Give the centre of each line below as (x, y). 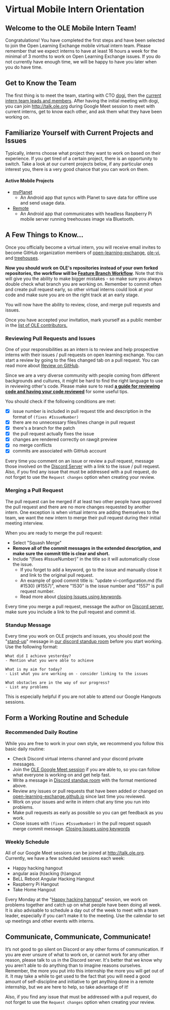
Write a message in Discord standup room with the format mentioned (84, 780)
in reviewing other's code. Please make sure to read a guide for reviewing (83, 386)
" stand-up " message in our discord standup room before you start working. (84, 641)
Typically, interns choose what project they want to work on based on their (83, 153)
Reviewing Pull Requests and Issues (50, 338)
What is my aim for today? (34, 669)
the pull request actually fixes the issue (53, 434)
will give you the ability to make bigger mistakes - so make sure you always (84, 278)
